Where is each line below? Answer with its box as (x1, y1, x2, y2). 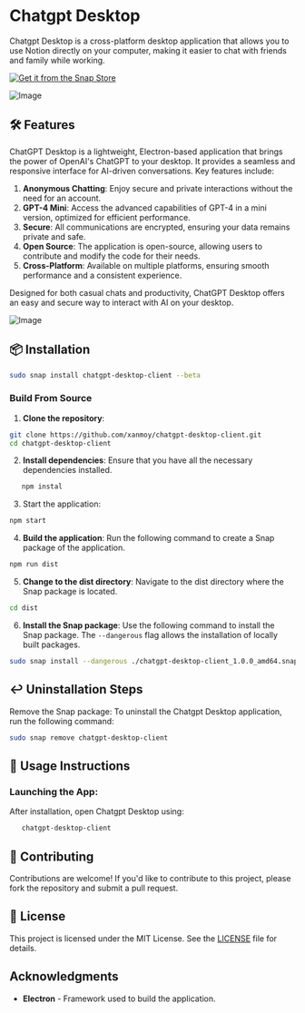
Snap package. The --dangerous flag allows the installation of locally (22, 629, 279, 640)
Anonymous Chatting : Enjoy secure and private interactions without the (22, 182, 293, 193)
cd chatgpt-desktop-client (9, 438, 112, 447)
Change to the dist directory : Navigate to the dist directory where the (22, 576, 284, 587)
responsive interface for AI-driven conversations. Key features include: (9, 165, 275, 176)
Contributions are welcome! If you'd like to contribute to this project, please (9, 872, 291, 883)
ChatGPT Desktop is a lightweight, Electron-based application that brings (9, 146, 283, 157)
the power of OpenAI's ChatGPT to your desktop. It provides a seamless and (9, 155, 296, 166)
